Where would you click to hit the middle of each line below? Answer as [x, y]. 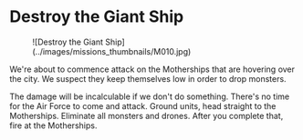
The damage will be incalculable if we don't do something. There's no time [150, 96]
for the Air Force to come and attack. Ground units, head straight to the [143, 105]
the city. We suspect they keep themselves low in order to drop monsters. [148, 78]
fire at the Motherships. [53, 125]
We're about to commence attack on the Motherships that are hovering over [152, 69]
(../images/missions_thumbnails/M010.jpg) [112, 51]
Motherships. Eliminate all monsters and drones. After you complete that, [146, 115]
